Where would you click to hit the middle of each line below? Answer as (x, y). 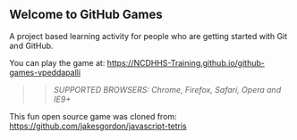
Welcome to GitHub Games (86, 15)
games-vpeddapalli (45, 72)
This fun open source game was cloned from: (93, 116)
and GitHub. (31, 45)
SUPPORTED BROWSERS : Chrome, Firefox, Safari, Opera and (167, 89)
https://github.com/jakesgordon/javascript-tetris (98, 126)
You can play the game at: (57, 62)
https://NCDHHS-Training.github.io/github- (186, 62)
